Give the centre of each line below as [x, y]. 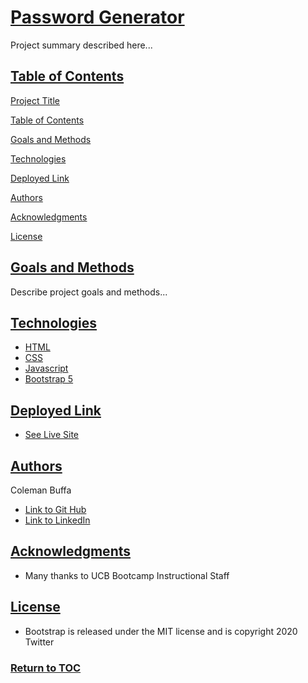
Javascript [46, 368]
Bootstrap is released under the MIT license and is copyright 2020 [161, 631]
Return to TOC [46, 668]
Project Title [35, 100]
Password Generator [97, 17]
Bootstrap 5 [49, 379]
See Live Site [52, 435]
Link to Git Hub [55, 509]
